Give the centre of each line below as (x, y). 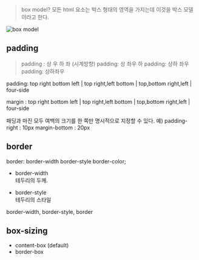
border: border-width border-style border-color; (66, 161)
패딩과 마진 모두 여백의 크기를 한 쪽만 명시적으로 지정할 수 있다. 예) (85, 120)
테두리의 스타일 (33, 199)
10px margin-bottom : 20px (56, 128)
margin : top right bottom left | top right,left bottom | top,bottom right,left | (98, 101)
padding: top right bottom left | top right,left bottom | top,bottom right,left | (99, 83)
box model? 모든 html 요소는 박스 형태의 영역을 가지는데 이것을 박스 (102, 9)
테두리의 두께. (32, 180)
